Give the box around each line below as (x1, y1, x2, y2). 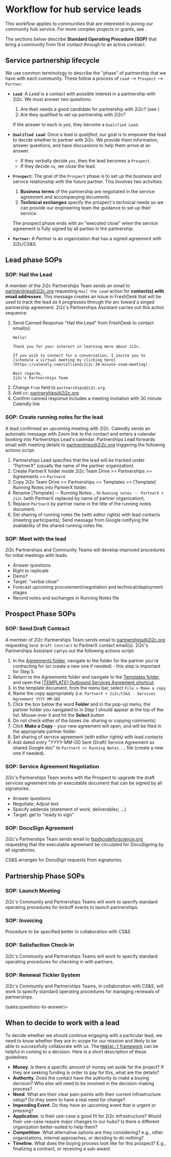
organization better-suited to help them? (12, 1124, 98, 1130)
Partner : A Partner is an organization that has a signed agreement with (12, 235, 162, 241)
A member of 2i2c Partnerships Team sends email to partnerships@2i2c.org (5, 636, 165, 643)
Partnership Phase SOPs (5, 872, 85, 880)
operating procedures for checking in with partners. (5, 958, 114, 964)
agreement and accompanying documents (20, 194, 110, 200)
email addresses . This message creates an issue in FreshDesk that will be (5, 294, 162, 300)
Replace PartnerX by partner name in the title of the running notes (12, 501, 152, 507)
